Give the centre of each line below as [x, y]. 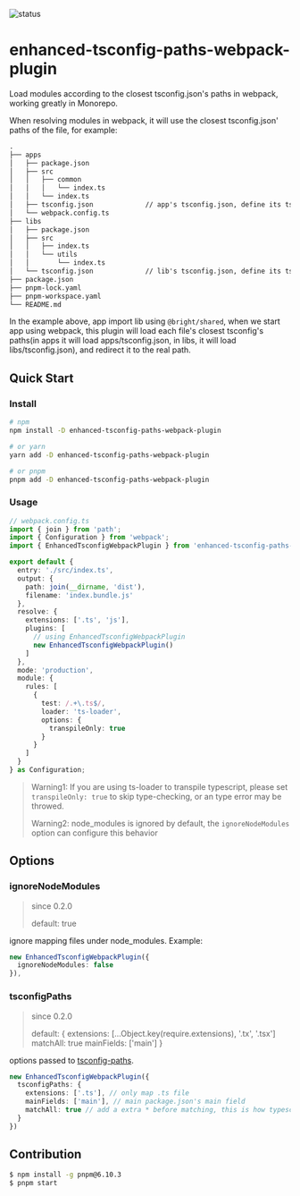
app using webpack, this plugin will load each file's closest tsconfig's [137, 331]
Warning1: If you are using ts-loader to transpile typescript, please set [159, 786]
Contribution [46, 1154]
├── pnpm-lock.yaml [46, 288]
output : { [35, 578]
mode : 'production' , [55, 670]
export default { [42, 562]
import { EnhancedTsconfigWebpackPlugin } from [100, 546]
